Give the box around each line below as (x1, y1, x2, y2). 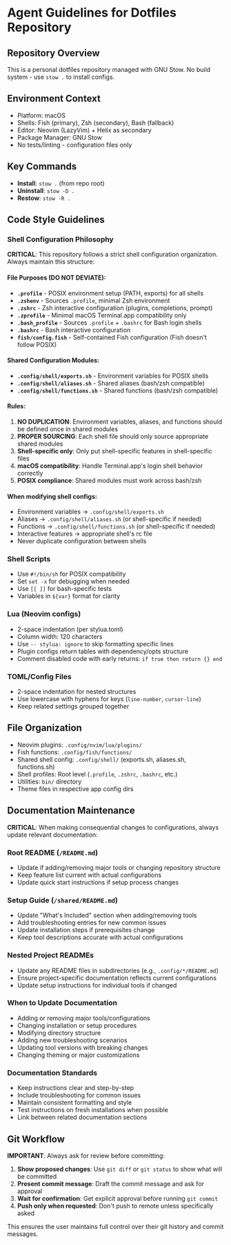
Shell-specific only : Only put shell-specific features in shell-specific (17, 446, 212, 455)
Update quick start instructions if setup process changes (17, 878, 179, 887)
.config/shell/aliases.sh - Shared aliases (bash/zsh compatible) (17, 379, 205, 387)
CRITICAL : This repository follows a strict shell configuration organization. (7, 251, 219, 259)
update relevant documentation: (7, 830, 98, 839)
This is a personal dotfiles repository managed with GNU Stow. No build (7, 66, 211, 73)
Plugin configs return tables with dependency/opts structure (17, 647, 189, 655)
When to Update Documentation (7, 998, 117, 1008)
